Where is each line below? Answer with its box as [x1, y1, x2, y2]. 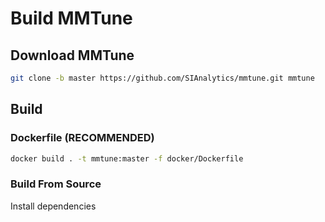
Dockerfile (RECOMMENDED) [10, 131, 155, 145]
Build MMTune [10, 7, 133, 30]
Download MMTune [10, 47, 135, 64]
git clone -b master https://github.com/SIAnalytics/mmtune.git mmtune [10, 73, 315, 83]
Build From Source [10, 177, 102, 191]
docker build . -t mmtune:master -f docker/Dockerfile [10, 153, 244, 164]
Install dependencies [10, 200, 97, 212]
